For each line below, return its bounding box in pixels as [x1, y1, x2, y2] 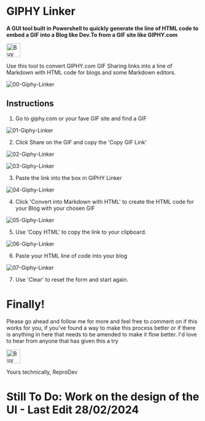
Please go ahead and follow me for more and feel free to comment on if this [6, 317, 198, 325]
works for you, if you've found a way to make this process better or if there [6, 324, 196, 331]
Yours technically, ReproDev [6, 368, 78, 376]
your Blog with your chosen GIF [15, 204, 95, 212]
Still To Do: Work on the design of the [6, 390, 199, 403]
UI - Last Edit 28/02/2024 [6, 403, 139, 417]
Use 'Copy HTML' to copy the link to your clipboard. [15, 228, 147, 236]
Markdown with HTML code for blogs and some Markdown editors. [6, 69, 176, 76]
